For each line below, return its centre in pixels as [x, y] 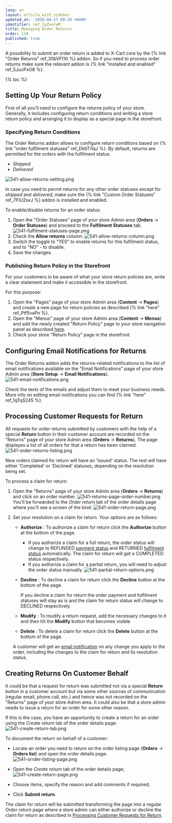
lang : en [15, 10]
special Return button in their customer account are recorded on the [78, 434]
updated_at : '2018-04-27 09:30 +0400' [47, 19]
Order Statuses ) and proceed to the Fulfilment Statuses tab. [77, 225]
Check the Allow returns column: [48, 236]
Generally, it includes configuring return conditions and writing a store [79, 113]
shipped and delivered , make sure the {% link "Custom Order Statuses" [80, 194]
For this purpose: [23, 292]
